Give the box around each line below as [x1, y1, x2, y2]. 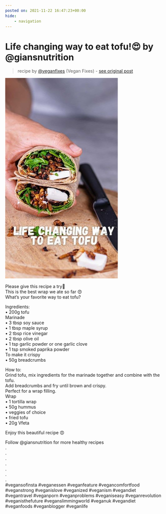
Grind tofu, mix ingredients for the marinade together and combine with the [5, 372, 160, 378]
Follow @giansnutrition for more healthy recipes [5, 439, 104, 445]
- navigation [14, 19, 41, 24]
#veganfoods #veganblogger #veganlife [5, 503, 88, 509]
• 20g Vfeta [5, 420, 29, 426]
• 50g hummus [5, 404, 36, 410]
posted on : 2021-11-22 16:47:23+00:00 [5, 8, 86, 13]
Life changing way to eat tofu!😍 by [5, 41, 153, 52]
